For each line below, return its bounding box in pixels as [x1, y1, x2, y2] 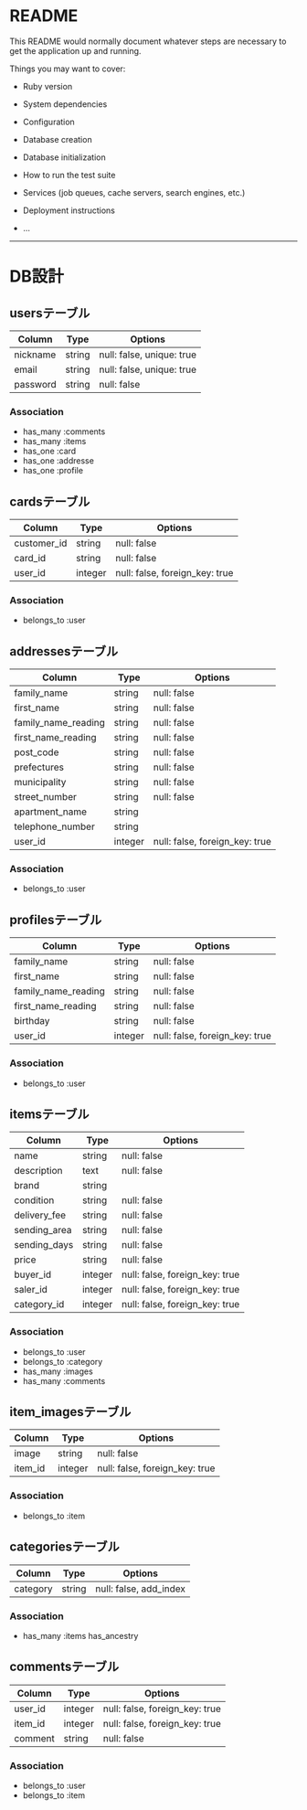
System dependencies [22, 98, 108, 110]
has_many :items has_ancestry [22, 1630, 139, 1641]
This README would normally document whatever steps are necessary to [9, 36, 287, 47]
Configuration [22, 116, 75, 127]
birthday [14, 1015, 50, 1027]
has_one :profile [22, 465, 84, 476]
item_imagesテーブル [9, 1404, 132, 1420]
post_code [14, 746, 59, 759]
